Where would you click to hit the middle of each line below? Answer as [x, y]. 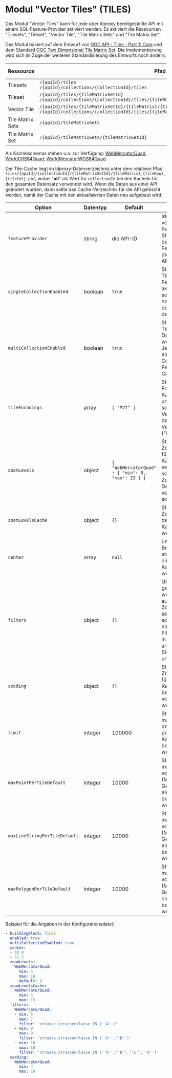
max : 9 [26, 1033]
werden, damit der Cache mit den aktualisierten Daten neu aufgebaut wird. [84, 195]
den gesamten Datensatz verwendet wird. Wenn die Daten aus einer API [81, 184]
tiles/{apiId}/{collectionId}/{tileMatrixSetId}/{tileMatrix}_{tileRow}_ [86, 173]
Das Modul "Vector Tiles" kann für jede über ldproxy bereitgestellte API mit [84, 24]
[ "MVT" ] [124, 407]
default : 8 [30, 981]
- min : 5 [24, 1014]
